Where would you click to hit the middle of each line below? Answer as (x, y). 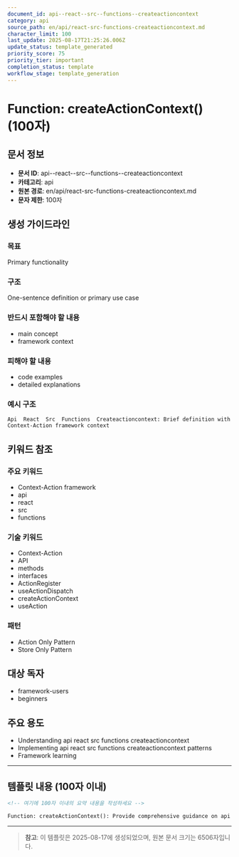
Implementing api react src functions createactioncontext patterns (115, 748)
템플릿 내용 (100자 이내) (57, 786)
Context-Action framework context (59, 426)
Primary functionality (38, 262)
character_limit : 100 (39, 34)
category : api (28, 21)
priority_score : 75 (36, 54)
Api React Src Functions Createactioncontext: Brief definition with (119, 420)
